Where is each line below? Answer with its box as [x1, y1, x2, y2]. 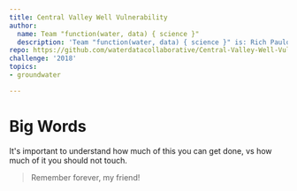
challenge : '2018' [9, 54, 77, 63]
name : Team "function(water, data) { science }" [17, 29, 200, 38]
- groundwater [9, 71, 62, 80]
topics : [9, 63, 38, 72]
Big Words [9, 116, 87, 136]
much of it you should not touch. [9, 155, 128, 165]
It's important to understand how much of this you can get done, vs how [9, 145, 272, 156]
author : [9, 21, 38, 30]
